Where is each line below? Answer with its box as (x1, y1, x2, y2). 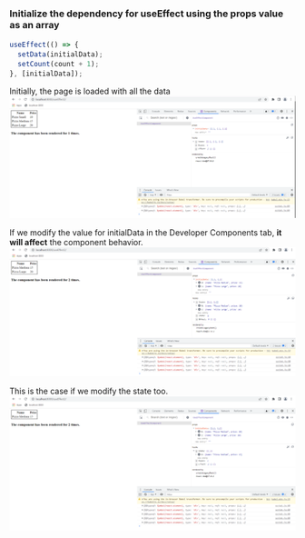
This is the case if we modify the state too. (9, 385, 169, 396)
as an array (9, 18, 60, 31)
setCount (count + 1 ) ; (17, 60, 100, 69)
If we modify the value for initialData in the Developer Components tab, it (9, 226, 282, 238)
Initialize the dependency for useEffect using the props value (9, 7, 284, 20)
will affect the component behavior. (9, 236, 143, 247)
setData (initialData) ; (17, 50, 103, 59)
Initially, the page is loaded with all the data (9, 85, 171, 96)
